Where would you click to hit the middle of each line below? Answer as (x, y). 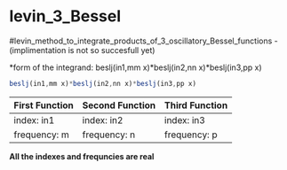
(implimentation (38, 50)
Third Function (196, 105)
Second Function (119, 105)
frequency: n (109, 135)
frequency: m (41, 135)
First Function (44, 105)
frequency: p (191, 135)
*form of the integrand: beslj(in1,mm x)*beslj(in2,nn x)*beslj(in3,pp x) (136, 67)
